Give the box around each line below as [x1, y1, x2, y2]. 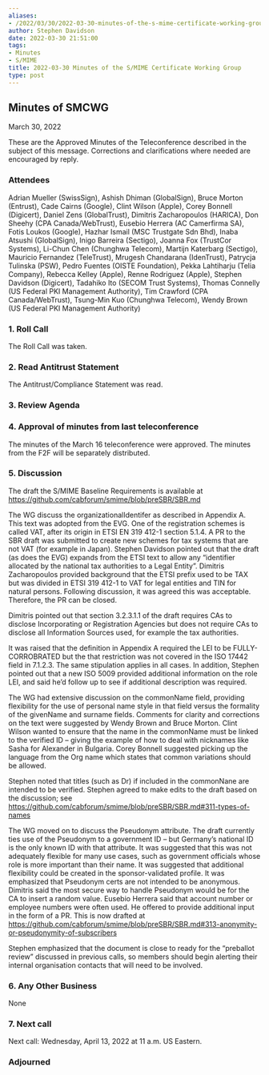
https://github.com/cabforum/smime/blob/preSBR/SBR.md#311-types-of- [8, 801, 251, 811]
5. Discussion [8, 467, 62, 479]
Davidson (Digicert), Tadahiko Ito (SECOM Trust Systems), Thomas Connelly [8, 278, 260, 287]
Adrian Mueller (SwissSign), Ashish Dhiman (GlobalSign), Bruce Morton [8, 193, 243, 203]
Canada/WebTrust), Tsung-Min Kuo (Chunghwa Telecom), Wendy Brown [8, 295, 248, 304]
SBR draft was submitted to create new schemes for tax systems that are [8, 535, 249, 545]
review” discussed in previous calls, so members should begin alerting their [8, 952, 258, 961]
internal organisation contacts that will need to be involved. [8, 960, 203, 969]
